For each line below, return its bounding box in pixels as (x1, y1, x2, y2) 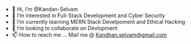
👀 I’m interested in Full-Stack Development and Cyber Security (11, 12, 165, 19)
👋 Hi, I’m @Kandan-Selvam (11, 6, 79, 12)
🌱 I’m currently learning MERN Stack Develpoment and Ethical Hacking (11, 18, 186, 25)
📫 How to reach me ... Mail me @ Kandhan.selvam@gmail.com (11, 32, 167, 38)
